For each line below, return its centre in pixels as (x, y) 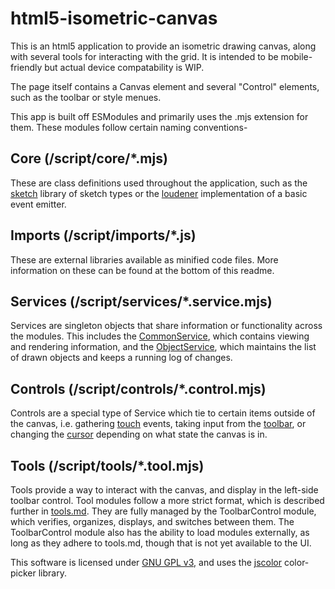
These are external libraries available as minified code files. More (144, 259)
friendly (26, 67)
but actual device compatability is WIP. (124, 67)
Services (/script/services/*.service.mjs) (141, 301)
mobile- (296, 56)
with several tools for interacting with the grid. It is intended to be (144, 56)
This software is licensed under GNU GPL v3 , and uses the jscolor (146, 562)
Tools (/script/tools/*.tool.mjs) (107, 465)
